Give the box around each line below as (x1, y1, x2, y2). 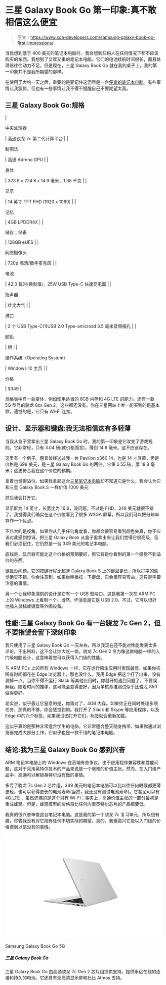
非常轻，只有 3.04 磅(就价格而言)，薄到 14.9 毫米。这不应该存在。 (18, 444, 152, 450)
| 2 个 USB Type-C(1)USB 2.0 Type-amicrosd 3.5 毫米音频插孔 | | (5, 323, 136, 329)
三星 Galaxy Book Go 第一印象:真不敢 (5, 4, 157, 16)
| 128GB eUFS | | (5, 239, 39, 245)
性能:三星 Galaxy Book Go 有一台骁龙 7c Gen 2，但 (5, 619, 161, 627)
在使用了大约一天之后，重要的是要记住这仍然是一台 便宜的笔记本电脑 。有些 (5, 79, 157, 85)
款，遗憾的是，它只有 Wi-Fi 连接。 (5, 408, 75, 414)
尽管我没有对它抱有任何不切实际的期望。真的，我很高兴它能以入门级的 (13, 818, 157, 824)
